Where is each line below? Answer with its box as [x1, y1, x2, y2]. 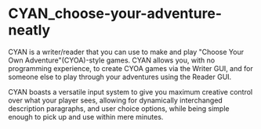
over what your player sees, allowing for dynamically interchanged [8, 95, 223, 105]
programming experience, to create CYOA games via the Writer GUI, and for [8, 63, 253, 73]
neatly [8, 21, 51, 39]
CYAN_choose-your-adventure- [8, 5, 222, 23]
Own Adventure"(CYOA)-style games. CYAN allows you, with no [8, 56, 216, 65]
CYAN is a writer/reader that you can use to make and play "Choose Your [8, 47, 245, 56]
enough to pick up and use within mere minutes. [8, 112, 164, 121]
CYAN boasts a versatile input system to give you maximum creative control [8, 87, 253, 96]
